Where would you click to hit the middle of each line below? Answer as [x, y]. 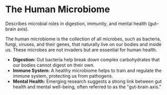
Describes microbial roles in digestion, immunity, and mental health [76, 23]
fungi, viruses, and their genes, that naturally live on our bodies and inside [83, 44]
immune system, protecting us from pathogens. [63, 76]
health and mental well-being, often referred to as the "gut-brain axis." [87, 87]
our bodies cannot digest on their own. [54, 65]
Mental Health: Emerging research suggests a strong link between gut [87, 81]
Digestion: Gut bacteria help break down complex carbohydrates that [86, 59]
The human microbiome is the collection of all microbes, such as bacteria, [83, 39]
